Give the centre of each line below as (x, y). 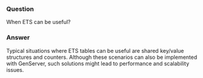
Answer (18, 38)
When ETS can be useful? (38, 22)
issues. (15, 70)
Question (20, 9)
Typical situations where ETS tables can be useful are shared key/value (95, 50)
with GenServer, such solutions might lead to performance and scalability (98, 63)
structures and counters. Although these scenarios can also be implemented (102, 57)
